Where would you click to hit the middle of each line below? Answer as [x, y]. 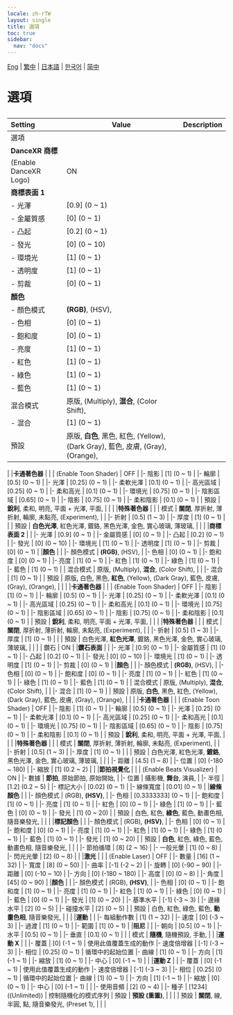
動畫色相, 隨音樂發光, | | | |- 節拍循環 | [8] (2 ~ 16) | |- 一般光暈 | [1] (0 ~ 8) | [114, 847]
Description [202, 125]
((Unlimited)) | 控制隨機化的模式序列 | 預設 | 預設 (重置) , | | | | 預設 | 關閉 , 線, [115, 995]
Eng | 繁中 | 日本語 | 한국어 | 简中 [53, 66]
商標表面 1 [28, 192]
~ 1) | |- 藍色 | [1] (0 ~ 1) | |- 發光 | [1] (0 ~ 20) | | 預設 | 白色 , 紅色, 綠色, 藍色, [115, 838]
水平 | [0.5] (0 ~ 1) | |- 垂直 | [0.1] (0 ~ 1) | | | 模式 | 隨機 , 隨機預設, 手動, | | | [113, 934]
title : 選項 [23, 26]
